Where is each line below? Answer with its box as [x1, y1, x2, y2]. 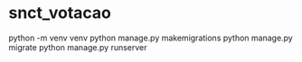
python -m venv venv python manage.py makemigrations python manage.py [8, 32, 293, 43]
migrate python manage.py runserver [8, 41, 147, 52]
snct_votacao [8, 3, 112, 23]
